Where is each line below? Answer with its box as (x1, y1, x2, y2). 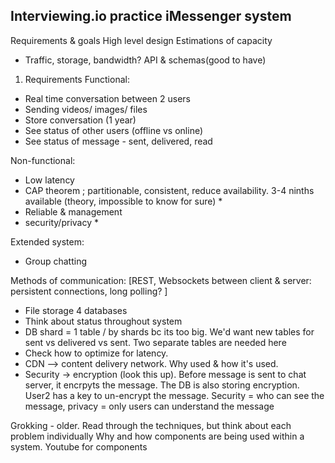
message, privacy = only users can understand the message (24, 400, 275, 412)
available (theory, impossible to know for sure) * (24, 195, 223, 207)
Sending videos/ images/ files (24, 103, 148, 115)
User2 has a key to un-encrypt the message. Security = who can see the (24, 389, 325, 401)
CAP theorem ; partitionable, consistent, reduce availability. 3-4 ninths (24, 184, 315, 196)
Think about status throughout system (24, 315, 183, 327)
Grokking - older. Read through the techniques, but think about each (10, 419, 292, 431)
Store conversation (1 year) (24, 114, 137, 126)
